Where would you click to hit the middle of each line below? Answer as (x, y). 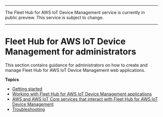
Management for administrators (71, 52)
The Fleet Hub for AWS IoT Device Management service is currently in (75, 12)
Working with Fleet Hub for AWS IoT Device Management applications (82, 94)
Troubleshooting (28, 109)
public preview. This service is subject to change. (54, 18)
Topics (12, 79)
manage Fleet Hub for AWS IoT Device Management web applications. (75, 70)
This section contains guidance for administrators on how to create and (76, 65)
